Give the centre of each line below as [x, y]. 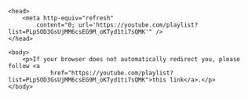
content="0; [56, 25]
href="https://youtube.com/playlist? [112, 73]
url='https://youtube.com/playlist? [138, 25]
